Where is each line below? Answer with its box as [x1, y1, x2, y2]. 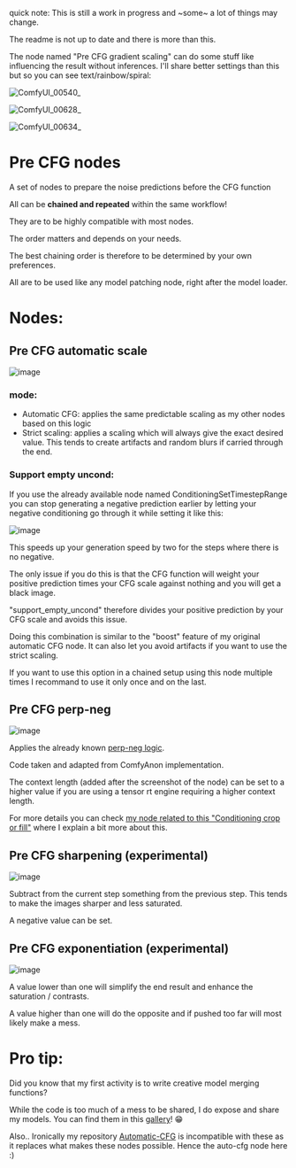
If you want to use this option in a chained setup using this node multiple [9, 667, 273, 677]
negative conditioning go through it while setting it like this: [9, 507, 224, 518]
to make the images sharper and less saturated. [9, 898, 183, 909]
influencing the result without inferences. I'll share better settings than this [9, 61, 280, 71]
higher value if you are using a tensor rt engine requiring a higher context [9, 786, 276, 797]
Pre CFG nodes [9, 152, 121, 173]
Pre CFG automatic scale [9, 343, 148, 358]
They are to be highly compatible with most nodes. [9, 216, 194, 227]
